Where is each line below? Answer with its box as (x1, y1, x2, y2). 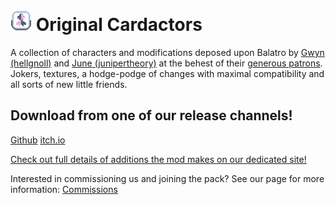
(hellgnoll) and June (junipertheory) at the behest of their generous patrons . (10, 57, 323, 69)
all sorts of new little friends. (10, 78, 128, 90)
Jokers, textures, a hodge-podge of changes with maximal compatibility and (10, 67, 325, 79)
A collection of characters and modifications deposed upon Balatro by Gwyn (10, 46, 325, 58)
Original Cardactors (35, 14, 203, 36)
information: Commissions (10, 183, 118, 195)
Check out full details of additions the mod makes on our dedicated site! (10, 153, 307, 165)
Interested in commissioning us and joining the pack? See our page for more (10, 172, 325, 184)
